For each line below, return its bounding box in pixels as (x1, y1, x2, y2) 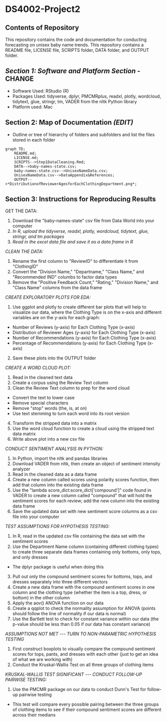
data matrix (12, 431, 36, 437)
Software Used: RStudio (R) (12, 88, 69, 94)
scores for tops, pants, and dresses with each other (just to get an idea (12, 651, 159, 657)
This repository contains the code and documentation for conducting (5, 36, 147, 42)
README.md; (14, 151, 37, 156)
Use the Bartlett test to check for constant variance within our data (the (12, 616, 159, 622)
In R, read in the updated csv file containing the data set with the (12, 533, 146, 539)
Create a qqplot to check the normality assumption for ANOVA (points (12, 605, 156, 611)
